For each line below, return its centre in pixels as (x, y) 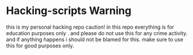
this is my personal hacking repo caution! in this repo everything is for (90, 27)
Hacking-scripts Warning (69, 11)
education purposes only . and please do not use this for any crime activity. (97, 33)
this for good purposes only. (40, 46)
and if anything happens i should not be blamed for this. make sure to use (95, 39)
